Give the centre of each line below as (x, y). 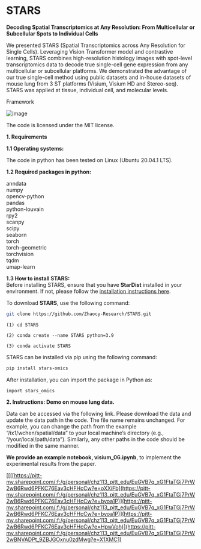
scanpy (15, 222)
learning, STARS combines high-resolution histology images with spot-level (99, 58)
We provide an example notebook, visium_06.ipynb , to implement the (94, 457)
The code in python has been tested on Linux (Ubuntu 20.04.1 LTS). (89, 160)
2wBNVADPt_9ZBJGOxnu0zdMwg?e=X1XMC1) (64, 539)
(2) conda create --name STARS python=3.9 (60, 335)
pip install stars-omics (37, 368)
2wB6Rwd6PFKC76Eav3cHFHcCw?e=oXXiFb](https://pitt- (79, 488)
